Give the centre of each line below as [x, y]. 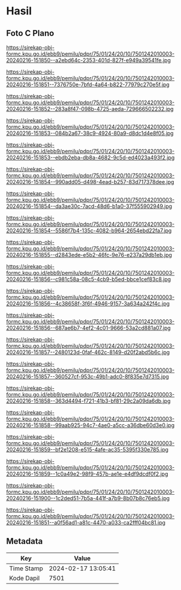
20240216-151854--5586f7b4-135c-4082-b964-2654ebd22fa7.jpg [89, 231]
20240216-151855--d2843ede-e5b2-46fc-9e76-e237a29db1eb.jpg [89, 255]
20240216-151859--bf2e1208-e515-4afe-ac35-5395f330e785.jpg [88, 450]
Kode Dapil [24, 578]
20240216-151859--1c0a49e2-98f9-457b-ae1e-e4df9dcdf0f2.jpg [87, 474]
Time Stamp [26, 568]
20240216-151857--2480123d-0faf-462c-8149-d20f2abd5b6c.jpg [88, 352]
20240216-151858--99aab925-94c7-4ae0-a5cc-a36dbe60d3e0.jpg [90, 425]
